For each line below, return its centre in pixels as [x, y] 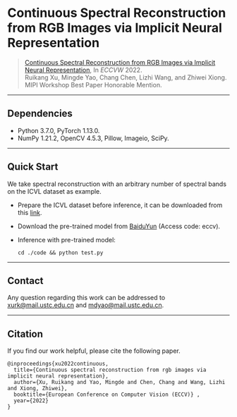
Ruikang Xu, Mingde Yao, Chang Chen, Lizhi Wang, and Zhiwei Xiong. [126, 77]
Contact [25, 281]
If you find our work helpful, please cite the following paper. [94, 351]
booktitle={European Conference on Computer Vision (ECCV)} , [107, 395]
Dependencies [40, 114]
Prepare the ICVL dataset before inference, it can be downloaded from [120, 205]
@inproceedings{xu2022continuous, [58, 364]
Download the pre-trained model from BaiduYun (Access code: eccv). [119, 226]
